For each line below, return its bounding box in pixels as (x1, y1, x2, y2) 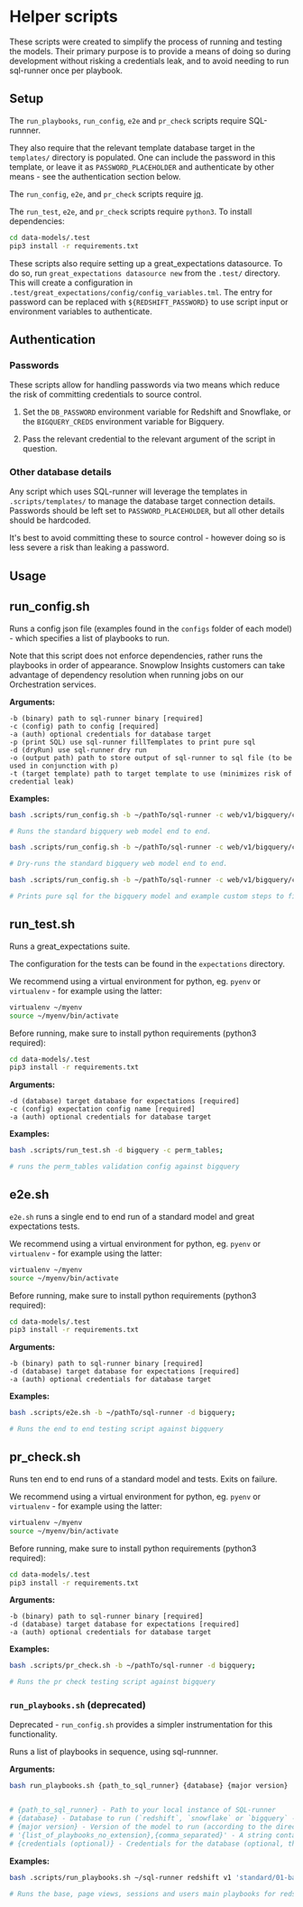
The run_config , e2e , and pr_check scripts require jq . (9, 188, 204, 200)
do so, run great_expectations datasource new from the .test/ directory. (9, 267, 281, 278)
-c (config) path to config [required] (9, 721, 160, 730)
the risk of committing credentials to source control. (9, 389, 202, 400)
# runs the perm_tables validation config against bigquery (9, 1162, 241, 1171)
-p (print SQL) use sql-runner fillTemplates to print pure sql (9, 738, 256, 747)
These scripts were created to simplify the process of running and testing (9, 36, 282, 47)
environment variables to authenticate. (9, 305, 152, 317)
